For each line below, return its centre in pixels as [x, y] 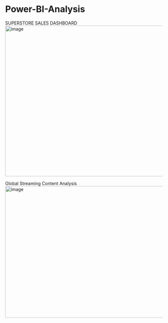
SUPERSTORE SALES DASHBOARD [41, 23]
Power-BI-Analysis [45, 9]
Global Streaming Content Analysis [41, 183]
